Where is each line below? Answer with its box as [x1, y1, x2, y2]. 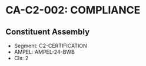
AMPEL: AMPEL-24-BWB [14, 48, 75, 55]
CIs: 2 [14, 55, 29, 61]
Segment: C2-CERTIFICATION [14, 42, 87, 49]
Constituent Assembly [5, 27, 90, 37]
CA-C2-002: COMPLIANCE [5, 4, 141, 17]
